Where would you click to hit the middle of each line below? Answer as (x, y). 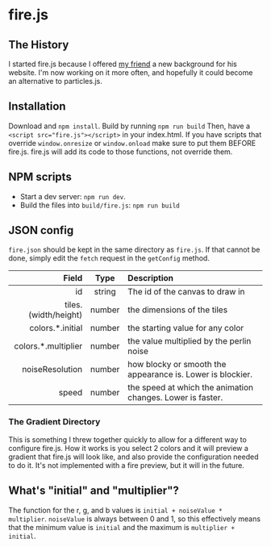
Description (151, 278)
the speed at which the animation (191, 387)
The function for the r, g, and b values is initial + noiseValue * (116, 510)
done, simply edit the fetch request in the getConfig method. (109, 258)
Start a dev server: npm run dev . (73, 196)
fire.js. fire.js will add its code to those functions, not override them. (121, 152)
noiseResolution (52, 370)
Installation (37, 106)
